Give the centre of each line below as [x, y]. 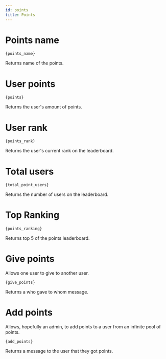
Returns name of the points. [34, 63]
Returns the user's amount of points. [44, 107]
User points [30, 84]
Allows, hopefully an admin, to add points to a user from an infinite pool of [83, 327]
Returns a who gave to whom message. [47, 292]
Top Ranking [32, 215]
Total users [30, 171]
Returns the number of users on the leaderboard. [57, 194]
